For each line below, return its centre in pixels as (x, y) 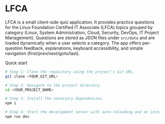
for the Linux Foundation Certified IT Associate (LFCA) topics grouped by (79, 27)
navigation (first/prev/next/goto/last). (42, 53)
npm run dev (17, 117)
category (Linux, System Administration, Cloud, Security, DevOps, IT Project (82, 32)
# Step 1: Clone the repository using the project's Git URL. (70, 72)
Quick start (16, 63)
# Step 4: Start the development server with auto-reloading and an (77, 112)
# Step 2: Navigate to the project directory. (54, 85)
